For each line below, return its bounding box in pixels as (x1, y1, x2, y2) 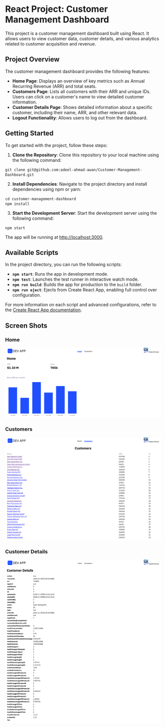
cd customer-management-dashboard (5, 196, 77, 201)
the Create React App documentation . (5, 307, 82, 313)
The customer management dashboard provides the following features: (5, 68, 150, 74)
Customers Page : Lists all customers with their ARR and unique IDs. (12, 88, 151, 95)
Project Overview (5, 55, 60, 64)
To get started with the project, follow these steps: (5, 142, 108, 148)
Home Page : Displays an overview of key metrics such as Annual (12, 78, 145, 84)
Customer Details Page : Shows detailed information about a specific (12, 104, 153, 110)
